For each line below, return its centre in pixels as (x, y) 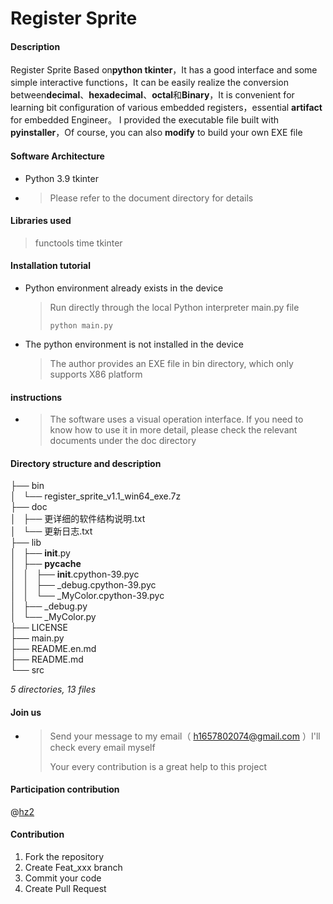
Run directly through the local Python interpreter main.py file (174, 307)
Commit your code (63, 878)
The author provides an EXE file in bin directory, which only (171, 363)
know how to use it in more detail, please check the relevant (173, 430)
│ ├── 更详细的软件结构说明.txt (78, 519)
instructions (36, 397)
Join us (26, 712)
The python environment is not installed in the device (134, 344)
